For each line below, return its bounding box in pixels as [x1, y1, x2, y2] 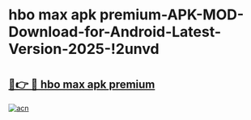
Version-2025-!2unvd [8, 40, 160, 58]
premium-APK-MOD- [100, 6, 245, 24]
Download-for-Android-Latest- [8, 23, 222, 41]
